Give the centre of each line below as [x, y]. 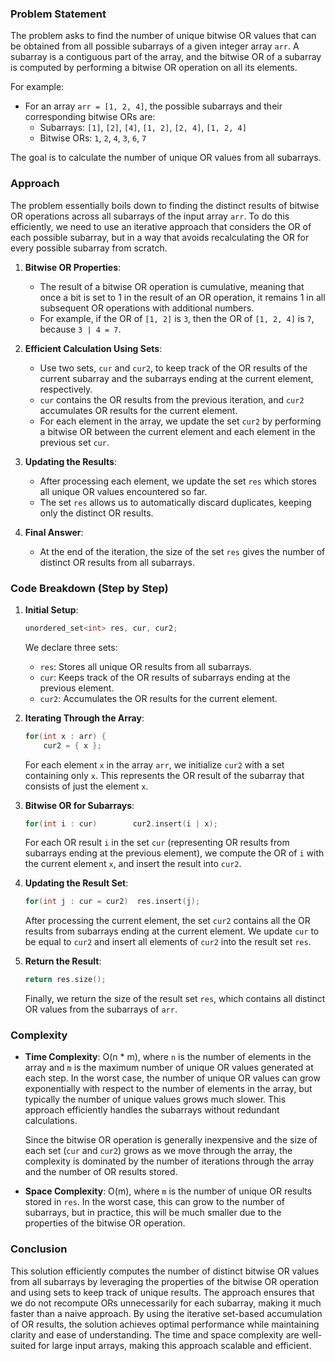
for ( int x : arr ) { [65, 736]
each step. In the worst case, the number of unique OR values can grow [172, 1078]
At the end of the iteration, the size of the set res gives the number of [182, 551]
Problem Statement [58, 14]
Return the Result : [63, 961]
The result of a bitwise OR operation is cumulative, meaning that [172, 286]
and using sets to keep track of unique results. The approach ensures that [162, 1292]
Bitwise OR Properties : [73, 267]
